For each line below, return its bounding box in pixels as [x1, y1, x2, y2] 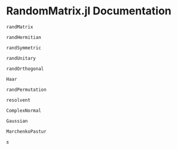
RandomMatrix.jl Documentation [6, 4, 172, 18]
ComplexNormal [6, 108, 42, 114]
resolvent [6, 97, 31, 103]
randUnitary [6, 55, 36, 61]
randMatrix [6, 24, 33, 30]
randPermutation [6, 87, 47, 93]
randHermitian [6, 34, 42, 40]
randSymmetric [6, 45, 42, 51]
